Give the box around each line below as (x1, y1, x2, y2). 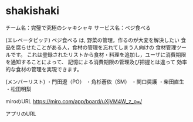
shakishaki (5, 4, 60, 18)
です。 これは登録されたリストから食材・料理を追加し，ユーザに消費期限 (10, 51, 187, 58)
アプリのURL (5, 110, 36, 117)
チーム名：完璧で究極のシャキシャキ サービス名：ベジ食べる (5, 24, 151, 31)
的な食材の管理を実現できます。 (5, 65, 83, 72)
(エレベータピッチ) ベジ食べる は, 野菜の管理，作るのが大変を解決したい (5, 36, 180, 43)
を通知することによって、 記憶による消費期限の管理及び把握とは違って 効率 (5, 58, 187, 65)
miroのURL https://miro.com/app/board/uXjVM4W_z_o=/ (5, 97, 142, 104)
